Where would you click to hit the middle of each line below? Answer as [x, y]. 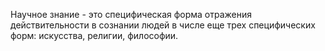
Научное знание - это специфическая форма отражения [131, 14]
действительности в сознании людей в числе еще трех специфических [163, 25]
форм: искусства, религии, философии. [94, 35]
